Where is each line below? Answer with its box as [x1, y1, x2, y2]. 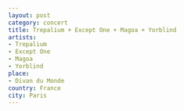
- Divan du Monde [8, 77, 65, 84]
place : [8, 70, 30, 77]
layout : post [8, 11, 51, 20]
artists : [8, 33, 37, 41]
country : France [8, 84, 61, 92]
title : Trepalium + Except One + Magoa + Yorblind [8, 26, 177, 34]
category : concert [8, 19, 68, 27]
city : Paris [8, 91, 47, 99]
